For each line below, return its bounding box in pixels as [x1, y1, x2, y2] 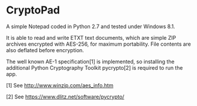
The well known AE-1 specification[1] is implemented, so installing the [6, 58, 175, 65]
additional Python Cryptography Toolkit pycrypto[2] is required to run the [6, 64, 183, 71]
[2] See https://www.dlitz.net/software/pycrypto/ [6, 93, 125, 100]
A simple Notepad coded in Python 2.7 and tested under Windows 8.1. [6, 23, 175, 30]
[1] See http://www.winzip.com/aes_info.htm [6, 81, 113, 88]
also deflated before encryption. [6, 46, 84, 53]
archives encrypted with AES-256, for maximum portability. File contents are [6, 40, 191, 47]
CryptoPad [6, 4, 60, 17]
